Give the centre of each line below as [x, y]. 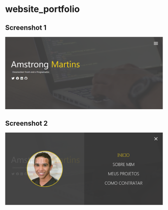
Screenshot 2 [26, 123]
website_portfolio [42, 9]
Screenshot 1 [26, 28]
